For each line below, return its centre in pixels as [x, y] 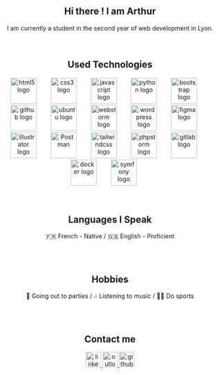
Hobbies [110, 279]
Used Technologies [110, 65]
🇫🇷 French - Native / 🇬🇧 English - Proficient [110, 236]
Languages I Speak [110, 220]
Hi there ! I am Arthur [110, 11]
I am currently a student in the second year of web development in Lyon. [110, 28]
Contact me [110, 339]
